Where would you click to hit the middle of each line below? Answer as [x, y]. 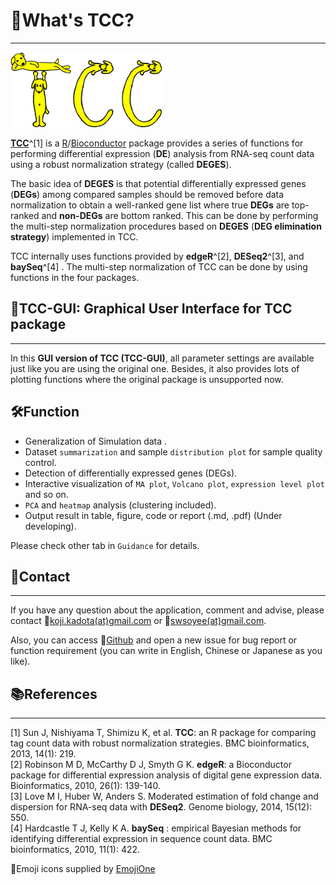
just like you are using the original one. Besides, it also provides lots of [155, 368]
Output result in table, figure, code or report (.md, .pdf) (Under [153, 515]
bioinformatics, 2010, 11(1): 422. [75, 850]
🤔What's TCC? [72, 20]
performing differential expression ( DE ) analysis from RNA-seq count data [162, 153]
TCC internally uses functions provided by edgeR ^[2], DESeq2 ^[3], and [157, 256]
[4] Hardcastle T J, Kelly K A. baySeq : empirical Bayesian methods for [156, 828]
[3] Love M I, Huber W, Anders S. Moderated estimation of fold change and [164, 796]
